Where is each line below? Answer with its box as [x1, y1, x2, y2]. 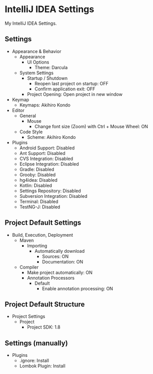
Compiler [19, 264, 39, 270]
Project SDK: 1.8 [27, 324, 61, 330]
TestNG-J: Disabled [19, 203, 60, 210]
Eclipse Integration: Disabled [19, 161, 79, 167]
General [19, 113, 36, 119]
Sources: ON [42, 253, 69, 259]
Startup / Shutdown [27, 75, 68, 81]
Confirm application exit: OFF [34, 86, 96, 92]
